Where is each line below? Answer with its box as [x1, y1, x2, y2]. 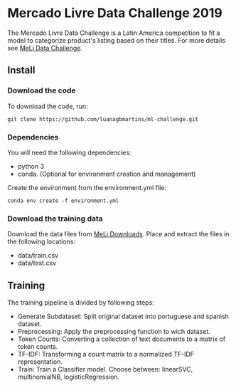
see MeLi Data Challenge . [7, 43, 83, 52]
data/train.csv [17, 251, 59, 260]
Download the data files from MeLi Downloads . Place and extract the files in [7, 230, 230, 238]
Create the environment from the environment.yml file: [7, 183, 167, 192]
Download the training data [7, 214, 103, 224]
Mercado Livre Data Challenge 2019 [7, 5, 222, 21]
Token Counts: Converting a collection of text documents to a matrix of [17, 335, 226, 343]
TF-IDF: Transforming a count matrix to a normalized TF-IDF [17, 350, 194, 359]
